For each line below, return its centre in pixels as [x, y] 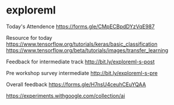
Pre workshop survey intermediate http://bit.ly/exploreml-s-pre [82, 73]
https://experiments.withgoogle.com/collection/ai [66, 96]
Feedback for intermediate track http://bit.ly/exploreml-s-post [81, 62]
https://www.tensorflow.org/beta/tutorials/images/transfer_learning [87, 50]
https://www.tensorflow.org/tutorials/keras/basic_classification [82, 44]
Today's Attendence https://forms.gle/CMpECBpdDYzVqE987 [81, 26]
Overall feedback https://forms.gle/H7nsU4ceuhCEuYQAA [76, 84]
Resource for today [29, 38]
